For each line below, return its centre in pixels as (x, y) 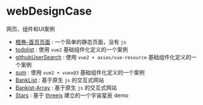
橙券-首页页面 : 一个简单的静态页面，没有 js (71, 42)
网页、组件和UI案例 (31, 29)
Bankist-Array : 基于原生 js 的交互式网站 (66, 87)
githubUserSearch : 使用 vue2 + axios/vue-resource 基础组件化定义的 (103, 57)
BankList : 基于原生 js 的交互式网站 (59, 80)
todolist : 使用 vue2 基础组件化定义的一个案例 (71, 49)
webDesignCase (49, 11)
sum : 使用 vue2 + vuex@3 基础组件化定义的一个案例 (80, 72)
